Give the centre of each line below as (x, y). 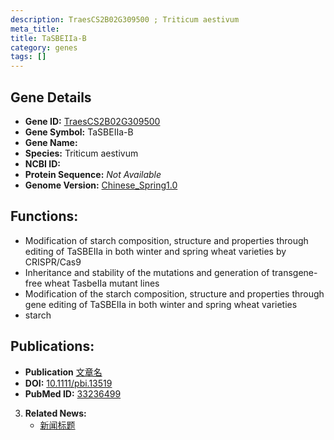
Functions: (44, 216)
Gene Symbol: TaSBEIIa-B (79, 132)
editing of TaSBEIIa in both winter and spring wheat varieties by (155, 251)
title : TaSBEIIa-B (48, 38)
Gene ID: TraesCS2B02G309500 (92, 121)
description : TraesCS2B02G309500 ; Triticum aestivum (125, 19)
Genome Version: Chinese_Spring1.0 (101, 185)
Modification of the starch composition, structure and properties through (174, 293)
